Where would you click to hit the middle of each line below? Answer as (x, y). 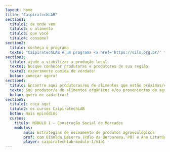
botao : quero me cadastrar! (39, 95)
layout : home (19, 10)
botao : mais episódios (34, 114)
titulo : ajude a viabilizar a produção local (59, 62)
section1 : (16, 19)
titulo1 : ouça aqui (30, 104)
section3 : (16, 57)
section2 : (16, 43)
